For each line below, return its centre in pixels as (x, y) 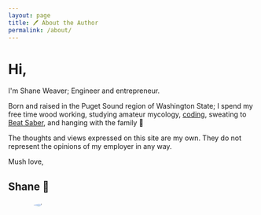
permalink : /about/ (40, 30)
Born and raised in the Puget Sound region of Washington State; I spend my (130, 106)
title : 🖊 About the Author (53, 23)
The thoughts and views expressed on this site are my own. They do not (125, 138)
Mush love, (26, 161)
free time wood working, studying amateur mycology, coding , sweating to (127, 114)
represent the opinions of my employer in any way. (90, 146)
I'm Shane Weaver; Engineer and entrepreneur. (84, 91)
